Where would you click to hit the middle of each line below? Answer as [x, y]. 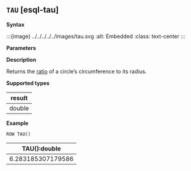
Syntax [15, 24]
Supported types [28, 83]
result [19, 98]
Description [21, 59]
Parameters [21, 48]
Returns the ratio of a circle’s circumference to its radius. [77, 71]
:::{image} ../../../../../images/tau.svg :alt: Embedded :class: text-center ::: [96, 36]
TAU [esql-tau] [33, 10]
